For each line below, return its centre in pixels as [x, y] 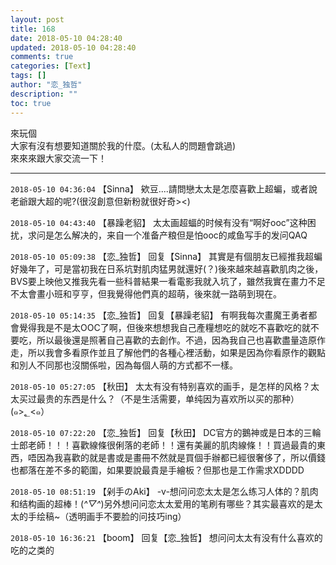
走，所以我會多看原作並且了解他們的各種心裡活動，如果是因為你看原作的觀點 [168, 352]
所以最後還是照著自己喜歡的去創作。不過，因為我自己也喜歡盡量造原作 [181, 340]
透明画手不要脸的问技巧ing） [127, 516]
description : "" [44, 94]
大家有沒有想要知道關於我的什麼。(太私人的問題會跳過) [123, 145]
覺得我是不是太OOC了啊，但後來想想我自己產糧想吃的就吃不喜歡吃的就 [164, 327]
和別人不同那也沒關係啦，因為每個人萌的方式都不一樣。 [124, 365]
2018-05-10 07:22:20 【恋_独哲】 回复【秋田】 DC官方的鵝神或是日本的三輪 [166, 432]
